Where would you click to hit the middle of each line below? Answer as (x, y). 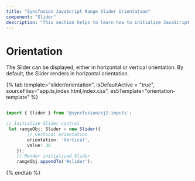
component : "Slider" (31, 17)
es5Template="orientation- (143, 91)
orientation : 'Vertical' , (59, 140)
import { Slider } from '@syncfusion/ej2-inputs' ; (69, 113)
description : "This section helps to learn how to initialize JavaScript (98, 22)
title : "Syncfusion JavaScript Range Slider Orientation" (78, 11)
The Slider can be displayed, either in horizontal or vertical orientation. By (95, 67)
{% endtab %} (23, 173)
